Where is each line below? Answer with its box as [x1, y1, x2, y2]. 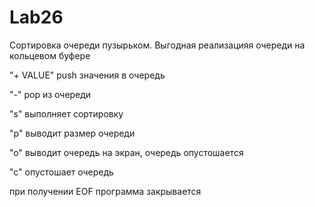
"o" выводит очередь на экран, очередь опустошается [9, 146, 244, 158]
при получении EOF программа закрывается [9, 185, 202, 197]
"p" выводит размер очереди [9, 127, 136, 139]
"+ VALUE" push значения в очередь [9, 69, 166, 81]
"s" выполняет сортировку [9, 107, 124, 120]
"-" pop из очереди [9, 88, 92, 100]
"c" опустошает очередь [9, 166, 114, 178]
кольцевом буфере [9, 49, 91, 61]
